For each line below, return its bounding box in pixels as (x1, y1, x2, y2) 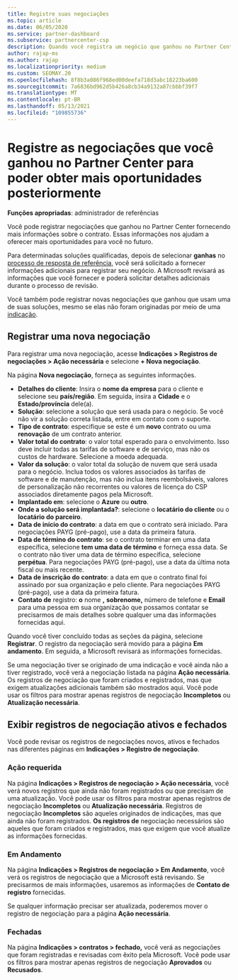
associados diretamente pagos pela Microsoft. (17, 490, 154, 499)
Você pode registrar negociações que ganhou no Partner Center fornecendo (7, 222, 231, 230)
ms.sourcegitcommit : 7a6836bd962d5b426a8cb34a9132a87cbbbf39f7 (7, 83, 198, 90)
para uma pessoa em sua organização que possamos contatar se (17, 603, 209, 611)
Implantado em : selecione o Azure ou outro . (17, 497, 149, 506)
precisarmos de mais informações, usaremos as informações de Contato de (7, 880, 230, 889)
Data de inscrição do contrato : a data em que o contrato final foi (17, 572, 208, 581)
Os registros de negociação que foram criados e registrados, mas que (7, 675, 212, 684)
